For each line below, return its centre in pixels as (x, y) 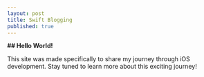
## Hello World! (30, 46)
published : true (30, 26)
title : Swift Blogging (40, 20)
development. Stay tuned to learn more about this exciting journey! (102, 67)
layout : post (26, 13)
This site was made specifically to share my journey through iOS (99, 59)
